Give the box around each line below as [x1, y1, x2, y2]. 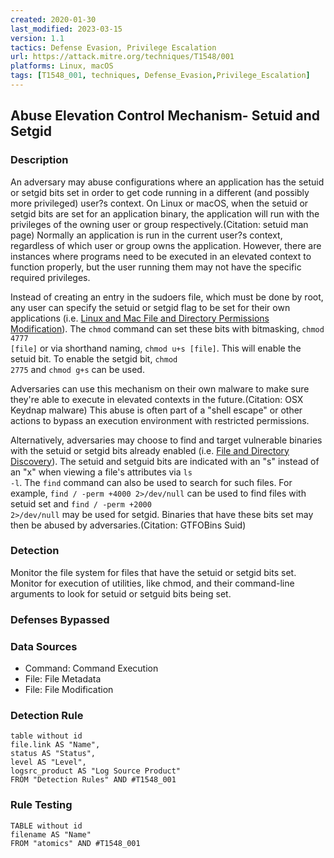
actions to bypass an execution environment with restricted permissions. [10, 414, 310, 426]
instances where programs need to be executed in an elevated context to [10, 250, 312, 262]
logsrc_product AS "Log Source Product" [10, 766, 182, 776]
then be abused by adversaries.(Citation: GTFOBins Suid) [10, 519, 247, 531]
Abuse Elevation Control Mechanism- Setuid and [10, 107, 321, 125]
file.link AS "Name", [10, 740, 101, 750]
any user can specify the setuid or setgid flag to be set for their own [10, 301, 291, 313]
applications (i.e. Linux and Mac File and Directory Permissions [10, 312, 270, 324]
